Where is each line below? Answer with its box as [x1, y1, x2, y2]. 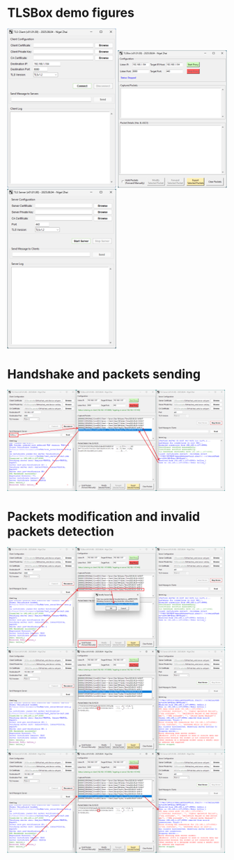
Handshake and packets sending [7, 366, 201, 382]
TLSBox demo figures [7, 5, 134, 21]
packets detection [7, 524, 115, 540]
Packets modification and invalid [7, 509, 201, 525]
